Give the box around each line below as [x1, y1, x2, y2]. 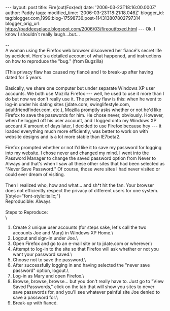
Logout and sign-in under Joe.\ [12, 235, 78, 241]
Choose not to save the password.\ [12, 257, 86, 263]
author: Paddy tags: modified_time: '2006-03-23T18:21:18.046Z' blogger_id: [5, 10, 164, 16]
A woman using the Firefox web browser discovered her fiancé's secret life [5, 48, 162, 53]
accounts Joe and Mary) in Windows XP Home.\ [12, 230, 113, 235]
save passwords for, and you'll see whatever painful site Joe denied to [12, 289, 160, 295]
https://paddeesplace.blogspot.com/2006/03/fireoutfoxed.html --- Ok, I [5, 26, 156, 32]
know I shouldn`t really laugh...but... [5, 31, 80, 37]
